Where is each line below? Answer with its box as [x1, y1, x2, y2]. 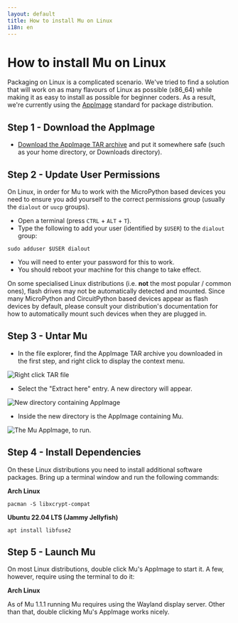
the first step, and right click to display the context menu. [17, 356, 185, 365]
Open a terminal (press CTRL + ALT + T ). [17, 216, 131, 225]
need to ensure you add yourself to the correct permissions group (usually [7, 195, 225, 203]
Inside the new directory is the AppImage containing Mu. [17, 411, 184, 421]
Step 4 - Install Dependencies [7, 446, 141, 458]
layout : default [7, 10, 55, 18]
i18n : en [7, 24, 33, 31]
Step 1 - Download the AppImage [7, 121, 156, 133]
